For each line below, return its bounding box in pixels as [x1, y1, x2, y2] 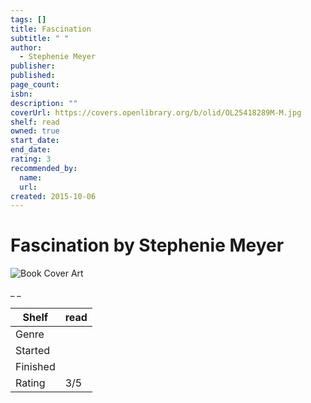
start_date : [10, 136, 60, 146]
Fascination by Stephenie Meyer [10, 234, 285, 257]
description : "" [10, 98, 78, 108]
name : [19, 172, 43, 183]
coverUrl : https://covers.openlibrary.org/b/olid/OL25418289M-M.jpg [10, 107, 302, 118]
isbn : [10, 89, 33, 99]
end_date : [10, 145, 52, 155]
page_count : [10, 80, 60, 90]
